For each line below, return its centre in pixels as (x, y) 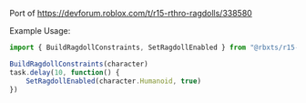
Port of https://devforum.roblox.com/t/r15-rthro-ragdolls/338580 (131, 13)
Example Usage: (40, 31)
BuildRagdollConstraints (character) (79, 64)
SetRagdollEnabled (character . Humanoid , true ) (114, 81)
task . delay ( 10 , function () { (65, 72)
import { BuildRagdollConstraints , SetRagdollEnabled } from (128, 47)
